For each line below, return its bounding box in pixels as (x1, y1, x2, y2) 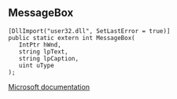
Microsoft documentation (8, 82, 90, 91)
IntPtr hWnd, (18, 41, 61, 49)
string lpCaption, (18, 54, 79, 62)
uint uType (18, 61, 55, 69)
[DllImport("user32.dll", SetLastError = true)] (8, 27, 171, 35)
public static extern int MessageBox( (8, 34, 135, 42)
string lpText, (18, 47, 68, 56)
